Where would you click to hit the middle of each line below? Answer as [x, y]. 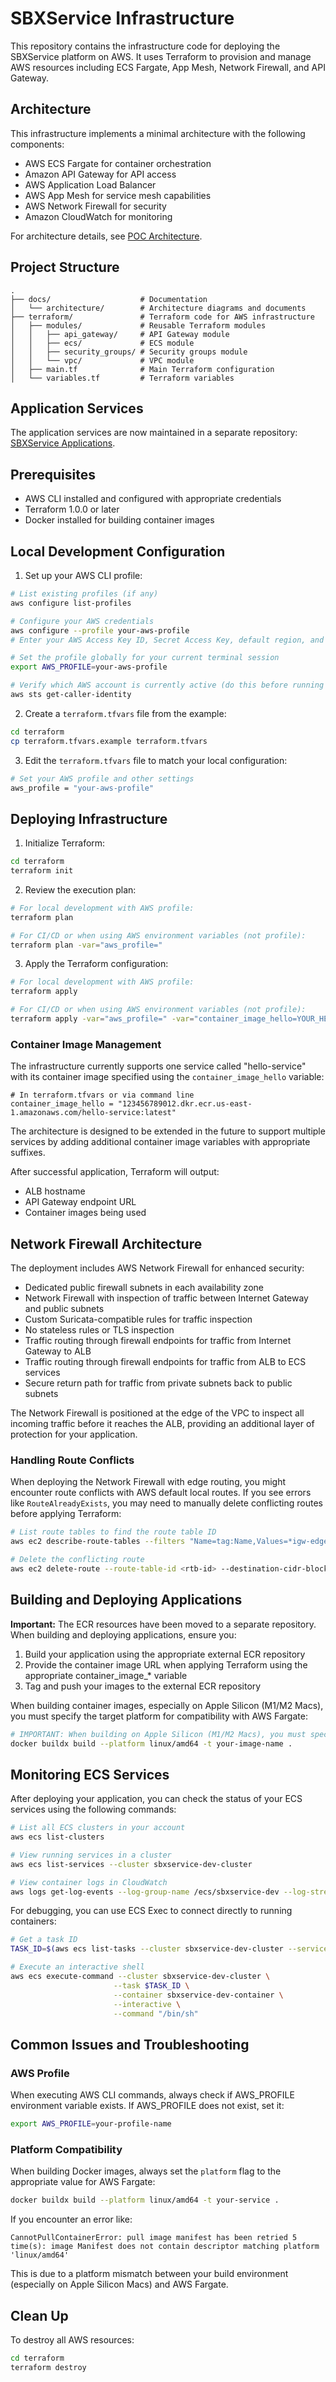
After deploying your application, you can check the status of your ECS [156, 1799]
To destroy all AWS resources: [72, 2340]
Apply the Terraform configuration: [96, 964]
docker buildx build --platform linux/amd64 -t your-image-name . [151, 1743]
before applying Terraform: [66, 1514]
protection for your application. [74, 1434]
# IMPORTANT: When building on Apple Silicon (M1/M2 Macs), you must [158, 1734]
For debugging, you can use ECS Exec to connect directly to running [151, 1911]
